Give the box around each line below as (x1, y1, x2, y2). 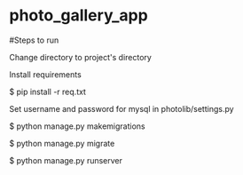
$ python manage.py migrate (9, 138, 115, 148)
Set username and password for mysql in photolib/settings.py (9, 103, 234, 114)
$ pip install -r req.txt (9, 86, 87, 97)
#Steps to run (9, 35, 59, 45)
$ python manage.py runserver (9, 155, 122, 165)
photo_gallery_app (9, 5, 148, 26)
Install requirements (9, 68, 82, 80)
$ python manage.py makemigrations (9, 121, 145, 131)
